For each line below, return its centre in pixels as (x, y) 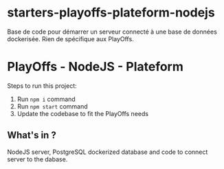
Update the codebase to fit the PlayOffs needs (83, 113)
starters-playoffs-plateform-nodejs (111, 13)
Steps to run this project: (42, 86)
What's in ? (32, 135)
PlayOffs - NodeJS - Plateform (96, 67)
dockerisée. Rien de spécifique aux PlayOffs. (70, 38)
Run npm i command (46, 99)
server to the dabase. (37, 159)
